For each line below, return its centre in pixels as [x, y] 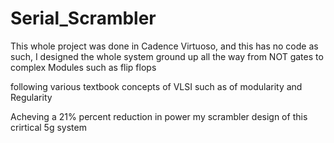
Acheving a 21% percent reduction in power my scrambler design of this [159, 116]
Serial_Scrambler [83, 18]
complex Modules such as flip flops [83, 67]
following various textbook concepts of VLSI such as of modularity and [156, 86]
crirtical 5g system [48, 127]
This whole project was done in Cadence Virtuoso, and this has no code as [164, 46]
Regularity [31, 97]
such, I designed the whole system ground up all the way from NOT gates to [167, 56]
